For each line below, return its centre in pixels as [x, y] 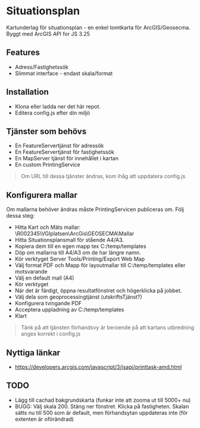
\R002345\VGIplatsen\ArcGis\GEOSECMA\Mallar [74, 234]
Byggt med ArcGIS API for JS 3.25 [48, 33]
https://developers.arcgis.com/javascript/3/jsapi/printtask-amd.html [98, 367]
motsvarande [31, 272]
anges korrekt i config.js [50, 334]
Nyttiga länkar [33, 353]
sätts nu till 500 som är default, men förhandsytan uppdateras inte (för [101, 413]
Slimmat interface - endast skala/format [64, 73]
